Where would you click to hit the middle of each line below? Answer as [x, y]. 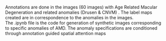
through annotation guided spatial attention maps [55, 33]
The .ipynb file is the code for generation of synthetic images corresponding [83, 23]
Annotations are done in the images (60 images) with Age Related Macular [81, 7]
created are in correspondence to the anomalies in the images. [69, 18]
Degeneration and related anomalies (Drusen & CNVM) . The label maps [79, 12]
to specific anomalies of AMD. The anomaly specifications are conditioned [81, 28]
